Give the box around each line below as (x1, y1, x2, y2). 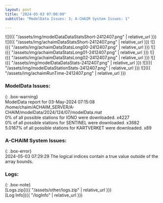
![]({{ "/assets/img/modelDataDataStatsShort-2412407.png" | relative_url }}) (5, 34, 157, 40)
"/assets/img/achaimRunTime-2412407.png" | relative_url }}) (5, 70, 126, 76)
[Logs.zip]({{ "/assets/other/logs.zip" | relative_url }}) (5, 187, 112, 193)
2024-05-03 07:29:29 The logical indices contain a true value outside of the (5, 153, 159, 159)
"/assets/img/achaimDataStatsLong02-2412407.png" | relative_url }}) (11, 55, 150, 61)
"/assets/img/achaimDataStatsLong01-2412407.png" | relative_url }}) (11, 49, 149, 55)
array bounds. (5, 158, 33, 164)
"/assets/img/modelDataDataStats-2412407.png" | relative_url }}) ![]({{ (11, 60, 152, 66)
